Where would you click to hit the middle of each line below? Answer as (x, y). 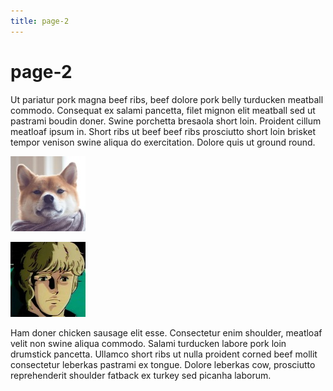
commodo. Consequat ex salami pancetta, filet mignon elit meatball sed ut (163, 110)
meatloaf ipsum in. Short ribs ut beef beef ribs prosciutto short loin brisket (163, 131)
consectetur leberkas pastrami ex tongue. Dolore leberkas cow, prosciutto (163, 364)
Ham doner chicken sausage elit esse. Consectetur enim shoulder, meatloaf (166, 332)
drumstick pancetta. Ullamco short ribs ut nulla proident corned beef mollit (164, 354)
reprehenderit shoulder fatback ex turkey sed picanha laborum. (141, 375)
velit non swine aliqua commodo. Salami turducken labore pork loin (148, 343)
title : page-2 (40, 21)
